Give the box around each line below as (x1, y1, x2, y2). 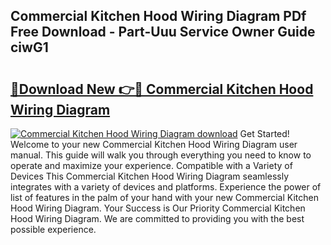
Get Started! (239, 128, 290, 139)
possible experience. (10, 224, 97, 235)
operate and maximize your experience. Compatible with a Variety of (10, 160, 293, 171)
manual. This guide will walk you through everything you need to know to (10, 149, 312, 161)
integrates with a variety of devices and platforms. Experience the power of (10, 181, 322, 193)
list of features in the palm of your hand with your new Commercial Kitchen (10, 192, 319, 203)
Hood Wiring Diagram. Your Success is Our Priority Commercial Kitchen (10, 202, 306, 214)
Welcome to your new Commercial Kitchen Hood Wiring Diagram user (10, 139, 298, 150)
